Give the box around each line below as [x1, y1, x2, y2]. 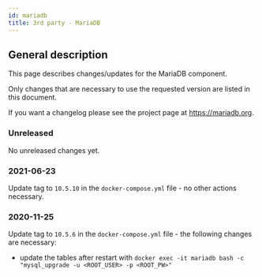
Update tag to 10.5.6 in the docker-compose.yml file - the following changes [8, 230, 253, 239]
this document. [8, 92, 58, 103]
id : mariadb [8, 11, 47, 20]
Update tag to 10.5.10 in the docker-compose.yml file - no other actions [8, 183, 237, 193]
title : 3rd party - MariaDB [8, 19, 101, 27]
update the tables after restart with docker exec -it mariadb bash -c [19, 253, 245, 263]
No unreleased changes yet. [8, 145, 100, 155]
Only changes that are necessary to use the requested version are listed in [8, 84, 251, 94]
